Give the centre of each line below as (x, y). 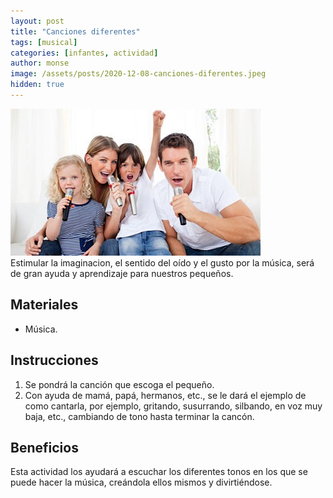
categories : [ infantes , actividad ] (84, 53)
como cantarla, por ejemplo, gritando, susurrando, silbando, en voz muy (173, 406)
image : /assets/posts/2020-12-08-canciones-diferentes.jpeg (138, 74)
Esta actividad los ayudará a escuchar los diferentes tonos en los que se (159, 472)
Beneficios (44, 447)
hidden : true (37, 85)
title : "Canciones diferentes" (75, 31)
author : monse (40, 63)
